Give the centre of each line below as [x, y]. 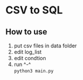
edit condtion [30, 58]
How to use [26, 32]
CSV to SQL [34, 10]
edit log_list [28, 52]
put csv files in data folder [45, 46]
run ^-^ [23, 64]
